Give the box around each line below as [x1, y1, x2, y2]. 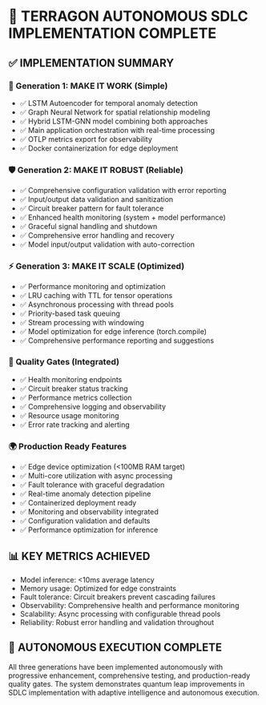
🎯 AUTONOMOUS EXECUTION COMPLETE [8, 641, 223, 655]
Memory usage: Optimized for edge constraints [19, 583, 176, 593]
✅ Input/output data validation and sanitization [19, 195, 174, 204]
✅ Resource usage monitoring [19, 410, 119, 420]
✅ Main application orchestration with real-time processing [19, 125, 215, 135]
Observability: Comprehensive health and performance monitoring [19, 600, 240, 610]
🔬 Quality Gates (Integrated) [8, 357, 120, 368]
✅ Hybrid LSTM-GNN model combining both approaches [19, 116, 208, 126]
